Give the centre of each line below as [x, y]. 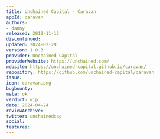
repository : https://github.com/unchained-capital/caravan [80, 72]
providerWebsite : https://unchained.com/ [58, 61]
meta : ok [17, 94]
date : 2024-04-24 [27, 105]
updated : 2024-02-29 [32, 45]
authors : [17, 22]
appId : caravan [25, 17]
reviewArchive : [25, 111]
